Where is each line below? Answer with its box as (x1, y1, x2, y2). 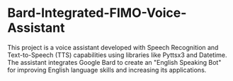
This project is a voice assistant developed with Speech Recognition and (7, 43, 219, 51)
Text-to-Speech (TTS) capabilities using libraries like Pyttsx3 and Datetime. (7, 51, 227, 59)
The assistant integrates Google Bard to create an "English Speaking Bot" (7, 58, 222, 66)
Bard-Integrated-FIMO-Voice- (7, 5, 187, 21)
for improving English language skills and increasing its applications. (7, 66, 207, 74)
